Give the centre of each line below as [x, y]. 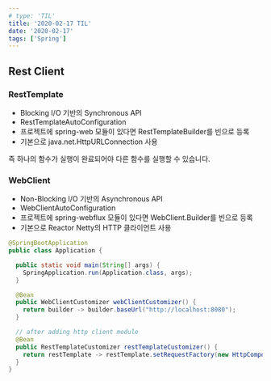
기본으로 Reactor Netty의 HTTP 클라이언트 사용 [96, 228]
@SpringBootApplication [48, 243]
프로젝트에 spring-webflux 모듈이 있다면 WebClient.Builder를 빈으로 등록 [136, 218]
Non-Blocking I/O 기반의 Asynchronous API [91, 199]
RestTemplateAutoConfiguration [73, 121]
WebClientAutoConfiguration [68, 208]
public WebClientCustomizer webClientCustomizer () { [106, 303]
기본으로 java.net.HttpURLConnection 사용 [89, 142]
